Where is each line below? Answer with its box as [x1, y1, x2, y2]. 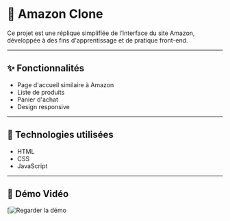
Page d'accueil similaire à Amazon [16, 80, 114, 89]
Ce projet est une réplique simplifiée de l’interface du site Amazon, [7, 29, 195, 37]
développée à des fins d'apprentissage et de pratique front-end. [7, 36, 188, 44]
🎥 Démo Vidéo [7, 188, 69, 200]
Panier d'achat [16, 95, 58, 104]
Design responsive [16, 102, 71, 110]
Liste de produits [16, 88, 65, 96]
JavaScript [16, 161, 48, 170]
